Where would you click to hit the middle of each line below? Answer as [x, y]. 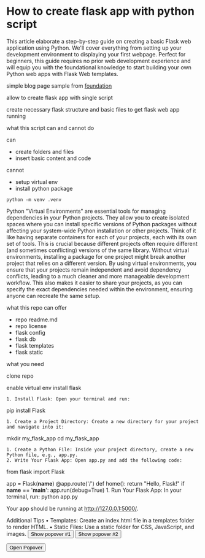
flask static [29, 352]
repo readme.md [36, 319]
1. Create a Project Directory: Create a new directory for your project [103, 421]
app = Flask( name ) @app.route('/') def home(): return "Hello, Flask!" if [96, 483]
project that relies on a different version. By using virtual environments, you [101, 263]
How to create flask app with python [100, 11]
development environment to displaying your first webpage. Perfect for [96, 54]
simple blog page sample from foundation [59, 86]
